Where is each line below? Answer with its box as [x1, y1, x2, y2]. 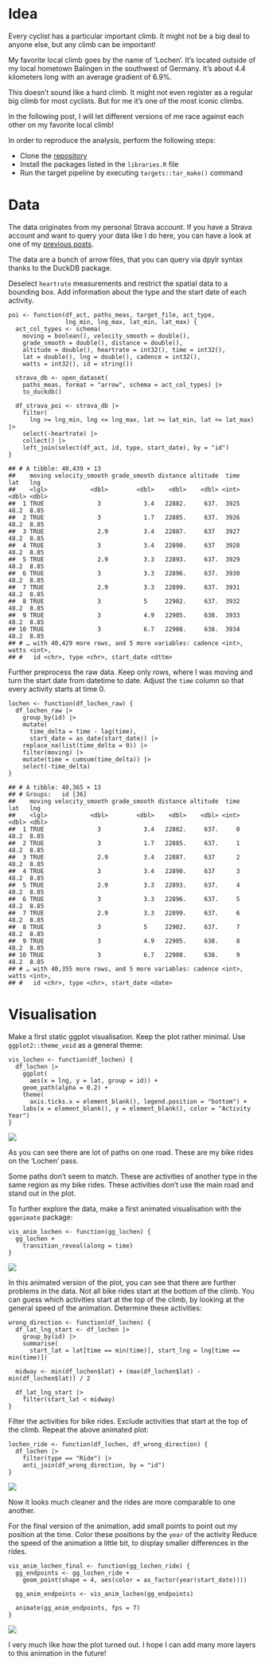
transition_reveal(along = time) [22, 1242, 134, 1250]
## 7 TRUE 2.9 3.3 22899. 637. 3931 [8, 583, 240, 591]
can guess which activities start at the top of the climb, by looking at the [8, 1294, 245, 1304]
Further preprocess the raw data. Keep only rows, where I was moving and [8, 667, 253, 677]
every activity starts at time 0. [8, 684, 106, 694]
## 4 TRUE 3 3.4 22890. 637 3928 [8, 541, 240, 549]
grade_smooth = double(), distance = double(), [22, 338, 183, 347]
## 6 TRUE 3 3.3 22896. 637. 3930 [8, 569, 240, 577]
